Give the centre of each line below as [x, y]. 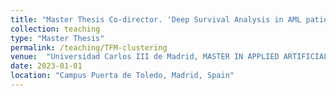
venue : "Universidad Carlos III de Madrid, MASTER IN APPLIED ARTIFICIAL [169, 57]
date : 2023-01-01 [46, 66]
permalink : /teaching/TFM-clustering [89, 47]
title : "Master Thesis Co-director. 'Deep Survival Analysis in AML [156, 19]
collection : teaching [55, 29]
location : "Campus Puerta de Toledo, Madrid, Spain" [122, 76]
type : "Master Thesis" [57, 38]
